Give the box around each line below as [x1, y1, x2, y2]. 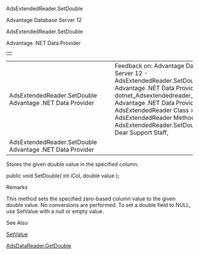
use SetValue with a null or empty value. [6, 208, 104, 215]
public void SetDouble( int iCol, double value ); [6, 172, 120, 179]
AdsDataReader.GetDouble [6, 243, 72, 249]
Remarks [6, 184, 28, 190]
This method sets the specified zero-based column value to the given [6, 195, 176, 202]
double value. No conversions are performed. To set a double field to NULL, [6, 202, 191, 208]
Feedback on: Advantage [114, 62, 185, 70]
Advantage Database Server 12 [6, 17, 82, 23]
